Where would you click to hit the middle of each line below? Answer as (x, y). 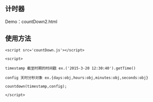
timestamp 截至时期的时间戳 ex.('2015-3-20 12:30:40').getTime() (71, 68)
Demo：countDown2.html (31, 22)
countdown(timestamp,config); (36, 86)
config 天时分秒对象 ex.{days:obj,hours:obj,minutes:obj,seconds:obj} (77, 77)
